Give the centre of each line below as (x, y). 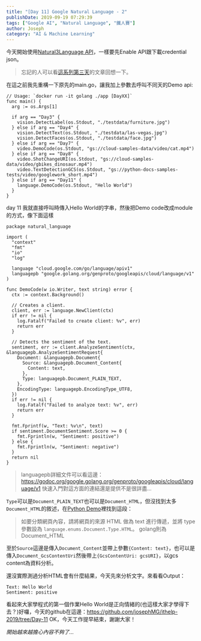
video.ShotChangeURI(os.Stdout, (57, 160)
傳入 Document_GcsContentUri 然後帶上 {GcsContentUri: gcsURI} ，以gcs (92, 556)
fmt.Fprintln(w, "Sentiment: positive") (68, 437)
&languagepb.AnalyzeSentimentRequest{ (55, 353)
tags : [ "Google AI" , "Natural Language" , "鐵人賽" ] (71, 23)
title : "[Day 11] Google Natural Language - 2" (67, 12)
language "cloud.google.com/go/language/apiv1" (72, 269)
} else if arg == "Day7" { (45, 144)
